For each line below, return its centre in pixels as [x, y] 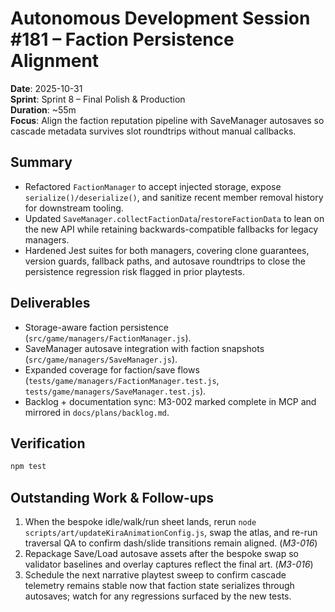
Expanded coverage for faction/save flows [112, 369]
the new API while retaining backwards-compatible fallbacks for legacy [171, 229]
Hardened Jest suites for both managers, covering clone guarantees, [167, 250]
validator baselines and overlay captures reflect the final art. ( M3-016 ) [169, 564]
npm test [28, 467]
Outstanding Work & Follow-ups [112, 497]
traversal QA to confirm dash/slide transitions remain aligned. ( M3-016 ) [171, 543]
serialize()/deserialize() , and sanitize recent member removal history [174, 197]
